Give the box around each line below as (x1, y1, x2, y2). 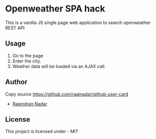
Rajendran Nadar (12, 100, 47, 106)
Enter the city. (12, 58, 41, 64)
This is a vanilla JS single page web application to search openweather (5, 19, 151, 25)
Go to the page (12, 52, 43, 58)
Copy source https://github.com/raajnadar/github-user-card (5, 91, 129, 97)
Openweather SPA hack (5, 3, 106, 14)
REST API (5, 24, 25, 30)
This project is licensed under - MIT (5, 128, 79, 134)
